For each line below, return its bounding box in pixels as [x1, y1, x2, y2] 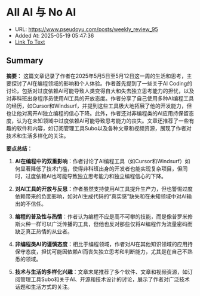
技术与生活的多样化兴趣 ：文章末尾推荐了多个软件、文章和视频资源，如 [14, 268, 188, 275]
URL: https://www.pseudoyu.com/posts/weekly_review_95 [14, 25, 158, 33]
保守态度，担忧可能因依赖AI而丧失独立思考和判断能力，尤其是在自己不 [14, 248, 188, 255]
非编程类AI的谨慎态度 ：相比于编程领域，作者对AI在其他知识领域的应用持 [14, 240, 193, 248]
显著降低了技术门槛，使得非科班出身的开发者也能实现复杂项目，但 [20, 165, 183, 172]
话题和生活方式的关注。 [14, 283, 73, 290]
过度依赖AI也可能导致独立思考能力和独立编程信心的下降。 [25, 172, 167, 179]
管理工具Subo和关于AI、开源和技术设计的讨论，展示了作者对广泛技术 [20, 276, 190, 283]
